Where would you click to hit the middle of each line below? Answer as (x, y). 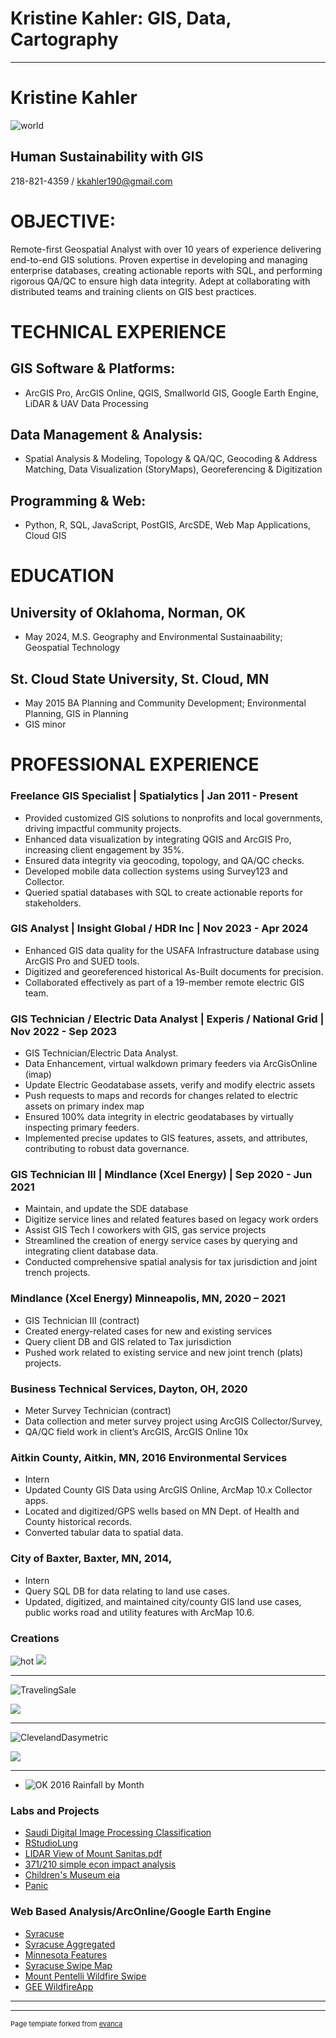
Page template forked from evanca (66, 2023)
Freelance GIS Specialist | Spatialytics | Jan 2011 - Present (154, 796)
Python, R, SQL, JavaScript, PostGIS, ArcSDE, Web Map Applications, (168, 525)
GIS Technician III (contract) (82, 1320)
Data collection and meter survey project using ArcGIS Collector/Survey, (173, 1421)
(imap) (38, 1074)
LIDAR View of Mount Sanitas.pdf (93, 1854)
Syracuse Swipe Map (68, 1965)
